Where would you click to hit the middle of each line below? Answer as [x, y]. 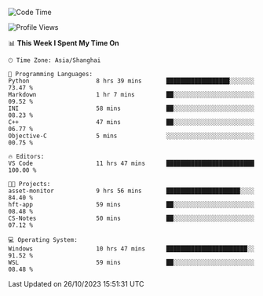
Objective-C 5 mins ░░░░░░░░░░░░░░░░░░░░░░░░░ [131, 136]
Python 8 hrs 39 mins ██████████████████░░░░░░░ [131, 81]
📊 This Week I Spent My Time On [64, 43]
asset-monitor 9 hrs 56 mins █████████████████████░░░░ [131, 191]
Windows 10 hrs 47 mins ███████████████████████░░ [131, 249]
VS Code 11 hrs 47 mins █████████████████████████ [131, 163]
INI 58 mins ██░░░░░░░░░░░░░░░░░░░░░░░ [131, 108]
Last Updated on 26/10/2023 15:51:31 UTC [76, 284]
